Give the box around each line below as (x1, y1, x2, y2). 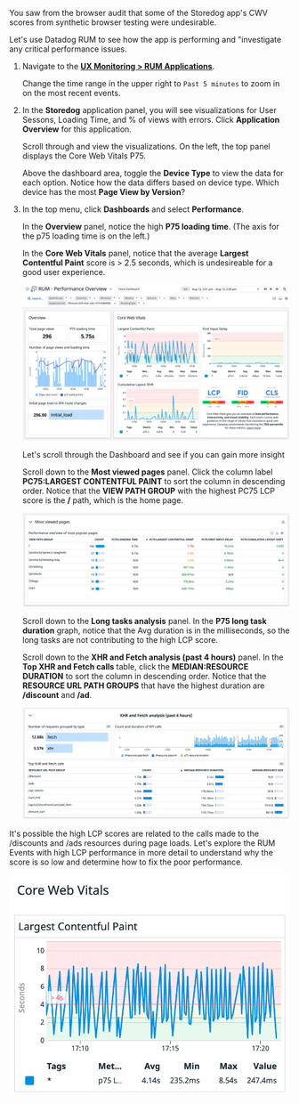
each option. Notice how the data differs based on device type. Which (21, 177, 279, 188)
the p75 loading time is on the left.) (21, 231, 150, 241)
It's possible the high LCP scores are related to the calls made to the (9, 828, 260, 840)
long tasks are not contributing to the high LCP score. (21, 635, 218, 645)
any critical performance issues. (9, 44, 127, 54)
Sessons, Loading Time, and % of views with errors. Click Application (21, 115, 280, 125)
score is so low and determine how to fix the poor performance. (9, 856, 243, 867)
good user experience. (21, 267, 106, 277)
